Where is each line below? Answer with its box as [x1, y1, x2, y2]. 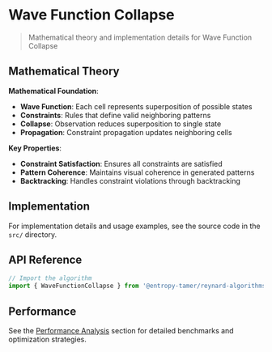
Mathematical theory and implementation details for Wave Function [28, 32, 253, 42]
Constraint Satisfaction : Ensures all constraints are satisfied [19, 159, 223, 168]
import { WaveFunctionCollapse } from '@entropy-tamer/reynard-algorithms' [8, 282, 270, 291]
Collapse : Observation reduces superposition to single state [19, 119, 222, 129]
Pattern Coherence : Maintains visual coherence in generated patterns [19, 168, 255, 177]
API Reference [8, 252, 83, 266]
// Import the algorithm [8, 274, 92, 282]
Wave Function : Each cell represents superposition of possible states [19, 101, 253, 111]
